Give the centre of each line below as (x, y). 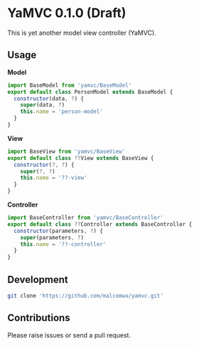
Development (38, 280)
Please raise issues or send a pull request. (69, 335)
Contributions (39, 318)
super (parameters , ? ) (52, 237)
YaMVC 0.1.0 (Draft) (67, 13)
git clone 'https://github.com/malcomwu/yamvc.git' (85, 296)
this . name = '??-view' (54, 178)
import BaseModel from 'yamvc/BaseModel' (70, 85)
